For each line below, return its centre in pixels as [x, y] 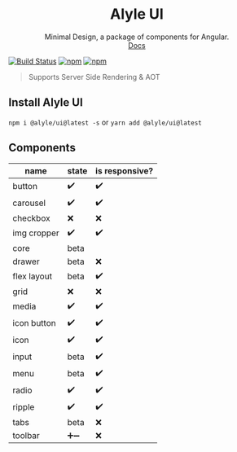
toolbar [26, 435]
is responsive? [124, 170]
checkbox [31, 218]
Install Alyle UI [46, 103]
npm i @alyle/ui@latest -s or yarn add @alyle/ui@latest [105, 122]
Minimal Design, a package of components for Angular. [137, 37]
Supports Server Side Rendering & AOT [94, 77]
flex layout [33, 276]
